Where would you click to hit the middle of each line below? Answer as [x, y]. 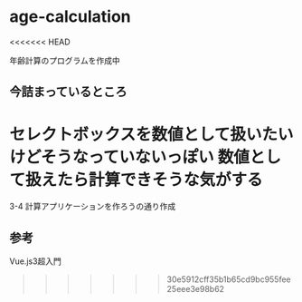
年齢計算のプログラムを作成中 [65, 60]
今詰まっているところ [69, 92]
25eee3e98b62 [195, 289]
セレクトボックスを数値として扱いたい [151, 134]
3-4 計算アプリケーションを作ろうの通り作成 [93, 207]
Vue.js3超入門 [35, 261]
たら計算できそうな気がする [160, 180]
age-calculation [70, 17]
